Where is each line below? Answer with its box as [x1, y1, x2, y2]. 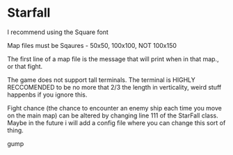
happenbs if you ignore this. [7, 90, 88, 99]
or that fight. [7, 62, 43, 70]
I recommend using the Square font [7, 28, 109, 36]
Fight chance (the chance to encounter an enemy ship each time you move [7, 104, 223, 112]
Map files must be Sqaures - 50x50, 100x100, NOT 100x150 [7, 41, 177, 49]
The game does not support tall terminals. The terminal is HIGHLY [7, 75, 196, 84]
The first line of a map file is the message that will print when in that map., [7, 54, 219, 63]
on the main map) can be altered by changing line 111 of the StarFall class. [7, 111, 218, 120]
